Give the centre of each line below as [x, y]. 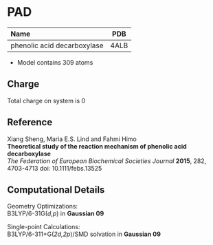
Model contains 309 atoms [55, 62]
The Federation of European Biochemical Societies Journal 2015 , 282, [107, 161]
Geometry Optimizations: [42, 206]
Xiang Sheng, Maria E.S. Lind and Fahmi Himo [72, 139]
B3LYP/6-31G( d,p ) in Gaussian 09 [56, 213]
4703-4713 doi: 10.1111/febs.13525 [55, 168]
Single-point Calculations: [44, 227]
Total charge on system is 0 [46, 100]
